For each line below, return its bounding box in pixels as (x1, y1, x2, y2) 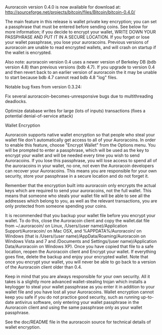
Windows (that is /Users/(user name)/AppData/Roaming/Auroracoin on (5, 233, 146, 239)
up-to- (141, 294, 154, 300)
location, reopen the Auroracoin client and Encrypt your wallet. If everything (5, 249, 156, 254)
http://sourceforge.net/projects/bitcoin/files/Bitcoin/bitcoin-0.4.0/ (5, 9, 135, 15)
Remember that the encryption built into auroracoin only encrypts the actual (5, 183, 156, 188)
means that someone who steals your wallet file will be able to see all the (5, 193, 150, 199)
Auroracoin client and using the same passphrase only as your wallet (5, 304, 143, 310)
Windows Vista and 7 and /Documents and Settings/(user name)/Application (5, 238, 157, 244)
